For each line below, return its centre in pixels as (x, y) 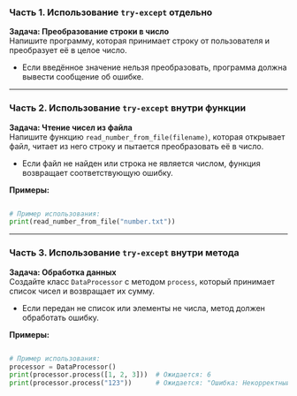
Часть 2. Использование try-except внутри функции (127, 108)
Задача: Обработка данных (63, 272)
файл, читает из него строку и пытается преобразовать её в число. (137, 146)
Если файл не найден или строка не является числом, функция (141, 163)
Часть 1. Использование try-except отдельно (111, 12)
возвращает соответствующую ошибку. (98, 172)
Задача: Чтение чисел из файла (71, 127)
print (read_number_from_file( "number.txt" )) (92, 222)
